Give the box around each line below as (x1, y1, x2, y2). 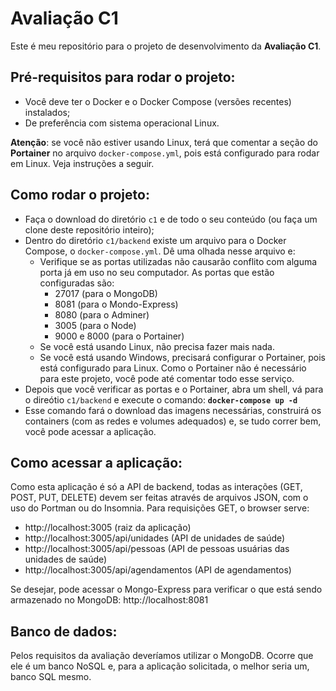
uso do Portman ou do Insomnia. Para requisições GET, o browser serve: (10, 502, 310, 514)
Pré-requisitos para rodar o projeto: (10, 69, 236, 86)
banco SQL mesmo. (10, 671, 92, 683)
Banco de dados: (10, 623, 118, 640)
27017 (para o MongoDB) (54, 287, 158, 299)
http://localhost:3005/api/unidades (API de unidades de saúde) (24, 532, 286, 544)
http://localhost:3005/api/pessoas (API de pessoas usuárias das (24, 543, 290, 555)
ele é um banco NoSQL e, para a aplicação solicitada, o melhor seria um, (10, 660, 310, 672)
